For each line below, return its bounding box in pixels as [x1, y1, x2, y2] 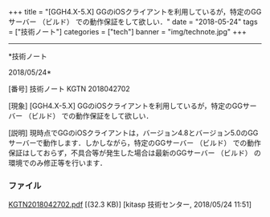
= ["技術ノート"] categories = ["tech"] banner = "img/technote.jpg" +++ [8, 27, 247, 36]
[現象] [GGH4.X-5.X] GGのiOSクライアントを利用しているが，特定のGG [8, 101, 243, 111]
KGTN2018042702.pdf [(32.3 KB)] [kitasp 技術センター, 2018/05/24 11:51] [8, 199, 252, 210]
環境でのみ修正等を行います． [8, 159, 107, 167]
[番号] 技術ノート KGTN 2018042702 [8, 84, 130, 94]
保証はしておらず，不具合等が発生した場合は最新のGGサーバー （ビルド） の [8, 148, 261, 158]
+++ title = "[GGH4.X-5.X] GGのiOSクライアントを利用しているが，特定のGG [8, 7, 262, 16]
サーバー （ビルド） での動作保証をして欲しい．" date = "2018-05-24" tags [8, 17, 259, 26]
